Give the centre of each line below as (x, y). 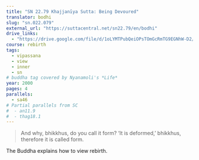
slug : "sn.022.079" (30, 23)
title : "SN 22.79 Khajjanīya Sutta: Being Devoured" (73, 12)
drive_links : (22, 34)
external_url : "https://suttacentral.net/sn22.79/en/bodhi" (82, 28)
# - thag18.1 (24, 116)
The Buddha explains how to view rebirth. (57, 151)
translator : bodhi (29, 17)
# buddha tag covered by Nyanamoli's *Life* (62, 78)
